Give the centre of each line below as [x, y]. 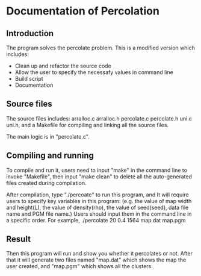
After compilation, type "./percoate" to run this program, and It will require [97, 195]
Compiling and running [50, 156]
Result [19, 239]
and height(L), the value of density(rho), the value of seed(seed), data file [97, 207]
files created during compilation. [46, 183]
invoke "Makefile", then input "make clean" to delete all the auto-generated [99, 177]
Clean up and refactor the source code [63, 66]
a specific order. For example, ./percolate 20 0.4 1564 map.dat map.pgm [96, 220]
